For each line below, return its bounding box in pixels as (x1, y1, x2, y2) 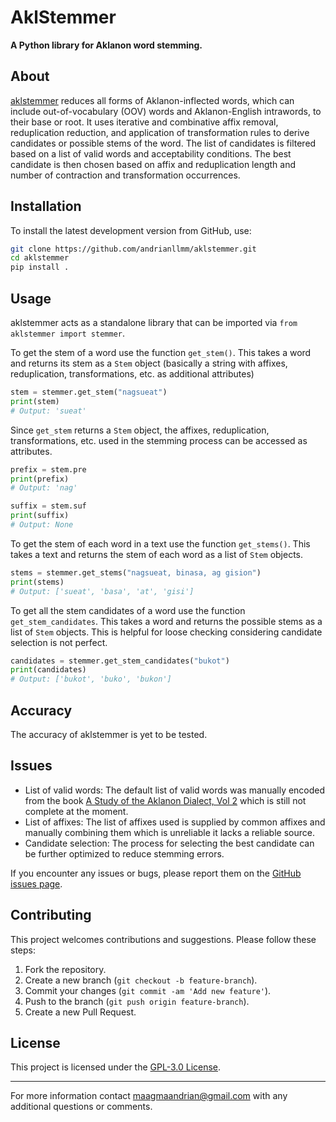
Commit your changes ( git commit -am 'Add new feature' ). (24, 984, 272, 996)
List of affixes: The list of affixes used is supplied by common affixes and (24, 816, 326, 828)
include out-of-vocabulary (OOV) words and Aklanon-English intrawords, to (10, 105, 322, 117)
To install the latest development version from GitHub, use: (10, 224, 252, 236)
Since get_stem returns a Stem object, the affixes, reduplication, (10, 424, 270, 436)
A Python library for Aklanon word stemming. (10, 39, 203, 51)
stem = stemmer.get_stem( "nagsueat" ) (10, 387, 168, 397)
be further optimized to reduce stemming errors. (24, 847, 225, 860)
